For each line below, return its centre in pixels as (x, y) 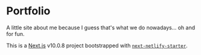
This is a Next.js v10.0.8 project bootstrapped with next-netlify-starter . (97, 45)
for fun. (16, 33)
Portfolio (28, 11)
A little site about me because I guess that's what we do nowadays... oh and (101, 27)
